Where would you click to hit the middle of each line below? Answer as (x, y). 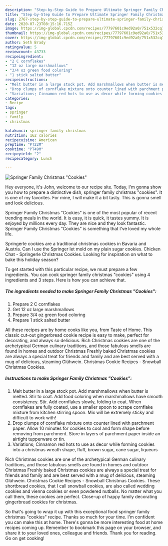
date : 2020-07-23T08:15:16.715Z (39, 24)
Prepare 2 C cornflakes (36, 304)
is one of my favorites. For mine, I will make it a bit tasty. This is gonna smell (83, 197)
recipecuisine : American (31, 140)
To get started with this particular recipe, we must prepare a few (71, 269)
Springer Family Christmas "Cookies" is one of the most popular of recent (81, 212)
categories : (17, 98)
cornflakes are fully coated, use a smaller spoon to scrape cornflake (83, 407)
